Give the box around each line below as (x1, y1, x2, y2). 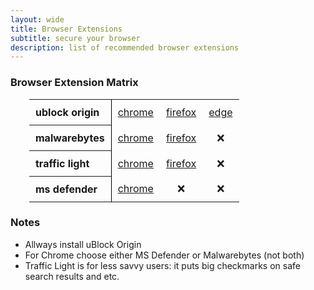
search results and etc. (24, 270, 120, 282)
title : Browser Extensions (10, 24, 123, 34)
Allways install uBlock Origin (24, 238, 142, 250)
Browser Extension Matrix (10, 76, 139, 90)
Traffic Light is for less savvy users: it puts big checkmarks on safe (24, 259, 301, 271)
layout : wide (10, 14, 65, 25)
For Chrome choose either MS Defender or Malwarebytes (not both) (24, 249, 305, 261)
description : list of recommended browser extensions (10, 42, 240, 53)
